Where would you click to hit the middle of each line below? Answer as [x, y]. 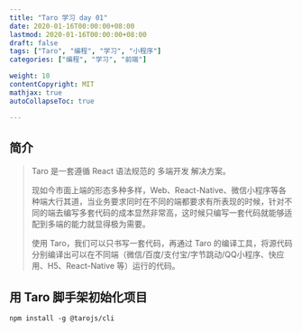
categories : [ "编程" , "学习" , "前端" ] [78, 60]
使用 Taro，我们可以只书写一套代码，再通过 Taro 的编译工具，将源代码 [162, 244]
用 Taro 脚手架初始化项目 [78, 297]
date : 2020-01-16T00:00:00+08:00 [72, 26]
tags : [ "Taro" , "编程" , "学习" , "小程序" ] [86, 51]
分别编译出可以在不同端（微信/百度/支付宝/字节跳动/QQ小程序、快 [154, 254]
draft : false [34, 43]
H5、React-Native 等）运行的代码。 [114, 266]
